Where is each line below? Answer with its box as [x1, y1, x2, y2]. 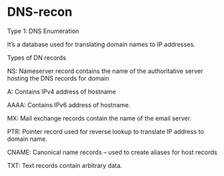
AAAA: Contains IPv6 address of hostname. [7, 100, 131, 109]
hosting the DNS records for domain [7, 74, 110, 82]
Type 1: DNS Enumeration [7, 27, 80, 35]
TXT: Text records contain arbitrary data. [7, 161, 122, 169]
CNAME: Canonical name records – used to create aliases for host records [7, 148, 218, 156]
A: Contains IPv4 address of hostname [7, 87, 117, 96]
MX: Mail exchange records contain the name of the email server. [7, 114, 192, 122]
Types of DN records [7, 53, 67, 62]
